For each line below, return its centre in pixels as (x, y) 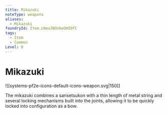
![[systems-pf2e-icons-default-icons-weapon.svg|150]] (63, 85)
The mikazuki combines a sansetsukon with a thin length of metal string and (84, 95)
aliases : (14, 19)
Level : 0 (14, 47)
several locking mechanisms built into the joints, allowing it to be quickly (80, 100)
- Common (19, 42)
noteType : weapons (24, 14)
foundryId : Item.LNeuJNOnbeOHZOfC (41, 28)
